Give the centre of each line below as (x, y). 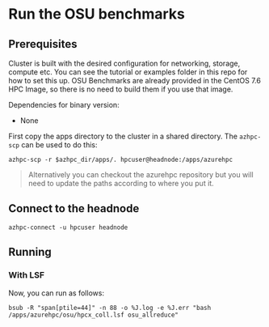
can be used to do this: (59, 145)
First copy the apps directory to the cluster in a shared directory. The (123, 136)
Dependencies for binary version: (64, 105)
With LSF (27, 275)
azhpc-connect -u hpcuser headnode (68, 227)
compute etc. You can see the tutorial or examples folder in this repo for (128, 72)
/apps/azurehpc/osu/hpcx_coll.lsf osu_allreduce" (94, 315)
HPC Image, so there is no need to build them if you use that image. (121, 89)
